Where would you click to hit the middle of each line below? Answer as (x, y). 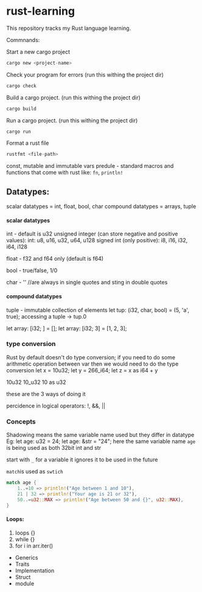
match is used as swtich (35, 472)
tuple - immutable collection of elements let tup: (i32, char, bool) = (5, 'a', (98, 310)
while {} (25, 539)
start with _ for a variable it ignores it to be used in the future (82, 460)
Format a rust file (28, 143)
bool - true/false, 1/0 (32, 270)
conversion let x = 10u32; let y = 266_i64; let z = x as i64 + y (82, 370)
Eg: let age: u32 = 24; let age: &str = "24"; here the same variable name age (101, 441)
